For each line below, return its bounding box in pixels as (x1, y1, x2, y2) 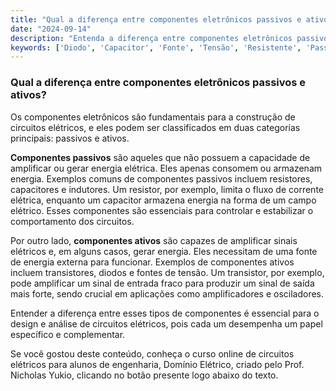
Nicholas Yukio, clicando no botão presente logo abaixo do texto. (10, 369, 279, 381)
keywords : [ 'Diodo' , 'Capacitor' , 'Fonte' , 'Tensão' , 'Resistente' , (10, 42, 302, 53)
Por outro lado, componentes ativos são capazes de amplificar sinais (10, 234, 298, 246)
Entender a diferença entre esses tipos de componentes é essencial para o (10, 307, 320, 319)
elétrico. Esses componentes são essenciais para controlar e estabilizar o (10, 204, 314, 216)
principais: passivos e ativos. (10, 132, 130, 144)
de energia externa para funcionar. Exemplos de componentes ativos (10, 256, 295, 268)
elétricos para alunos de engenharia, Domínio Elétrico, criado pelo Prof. (10, 358, 305, 370)
